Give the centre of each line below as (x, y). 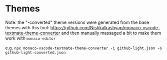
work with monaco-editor (30, 38)
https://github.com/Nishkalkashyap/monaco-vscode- (105, 27)
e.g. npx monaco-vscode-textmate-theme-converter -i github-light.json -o (84, 48)
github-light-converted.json (35, 53)
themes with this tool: (27, 27)
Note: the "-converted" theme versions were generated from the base (77, 22)
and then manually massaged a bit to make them (111, 33)
